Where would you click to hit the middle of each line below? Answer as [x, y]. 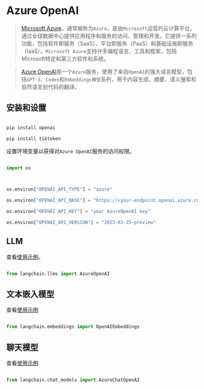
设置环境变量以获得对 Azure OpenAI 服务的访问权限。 [70, 151]
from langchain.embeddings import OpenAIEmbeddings [73, 327]
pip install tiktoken [34, 138]
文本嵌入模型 [30, 294]
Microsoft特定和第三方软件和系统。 [65, 58]
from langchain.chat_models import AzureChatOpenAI [73, 380]
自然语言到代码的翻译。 [50, 86]
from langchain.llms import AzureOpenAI [58, 274]
